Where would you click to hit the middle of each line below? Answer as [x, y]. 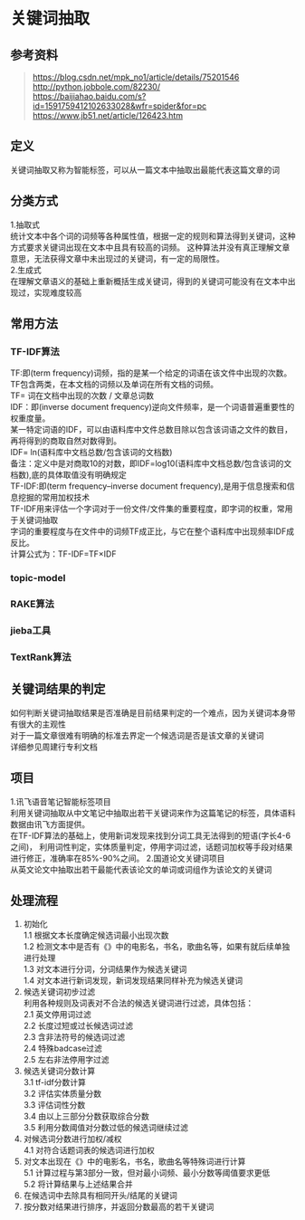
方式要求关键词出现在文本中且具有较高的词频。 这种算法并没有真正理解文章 [150, 247]
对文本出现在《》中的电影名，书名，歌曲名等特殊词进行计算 [134, 1162]
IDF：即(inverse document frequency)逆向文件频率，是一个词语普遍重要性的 [152, 407]
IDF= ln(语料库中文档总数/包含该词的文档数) [91, 453]
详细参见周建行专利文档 [54, 747]
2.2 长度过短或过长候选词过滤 [78, 1026]
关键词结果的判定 [58, 689]
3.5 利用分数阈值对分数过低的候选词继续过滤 [106, 1128]
